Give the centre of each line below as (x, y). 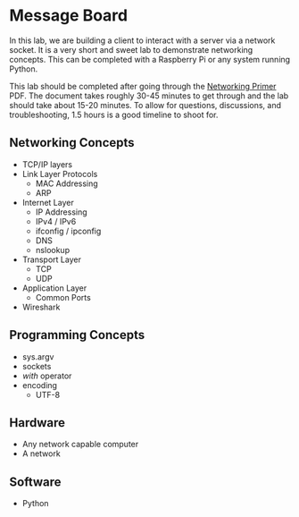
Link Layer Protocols (60, 174)
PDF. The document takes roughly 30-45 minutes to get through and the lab (149, 96)
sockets (37, 366)
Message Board (68, 16)
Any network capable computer (80, 445)
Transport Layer (52, 259)
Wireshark (41, 307)
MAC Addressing (66, 183)
